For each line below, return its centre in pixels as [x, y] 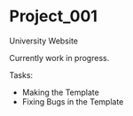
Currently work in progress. [59, 58]
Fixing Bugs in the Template [73, 101]
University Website [43, 41]
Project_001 [53, 16]
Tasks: [21, 75]
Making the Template [60, 92]
